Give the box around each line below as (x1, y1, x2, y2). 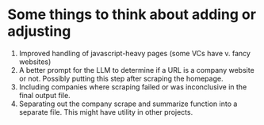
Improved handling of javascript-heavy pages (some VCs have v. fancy (18, 48, 251, 58)
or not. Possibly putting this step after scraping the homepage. (18, 74, 224, 83)
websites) (18, 57, 52, 66)
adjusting (7, 22, 71, 40)
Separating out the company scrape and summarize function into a (18, 99, 238, 108)
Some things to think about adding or (7, 6, 257, 24)
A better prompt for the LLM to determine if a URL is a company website (18, 65, 254, 74)
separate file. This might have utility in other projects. (18, 107, 193, 116)
